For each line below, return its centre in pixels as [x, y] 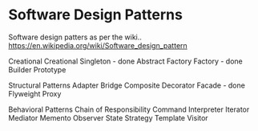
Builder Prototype [37, 69]
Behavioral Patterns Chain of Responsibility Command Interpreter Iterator [129, 109]
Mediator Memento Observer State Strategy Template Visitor [108, 117]
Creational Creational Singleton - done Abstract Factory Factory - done [125, 61]
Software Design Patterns [95, 15]
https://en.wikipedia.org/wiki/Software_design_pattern [98, 45]
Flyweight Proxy [35, 93]
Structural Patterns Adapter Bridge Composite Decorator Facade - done [127, 85]
